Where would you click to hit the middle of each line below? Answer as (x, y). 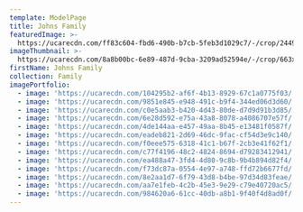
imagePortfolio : (40, 85)
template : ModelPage (48, 18)
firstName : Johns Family (56, 69)
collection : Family (46, 77)
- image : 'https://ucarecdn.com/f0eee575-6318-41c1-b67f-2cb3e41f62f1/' (157, 143)
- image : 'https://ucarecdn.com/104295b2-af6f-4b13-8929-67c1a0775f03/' (157, 93)
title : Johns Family (48, 26)
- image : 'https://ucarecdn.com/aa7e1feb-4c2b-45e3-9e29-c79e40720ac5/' (157, 186)
